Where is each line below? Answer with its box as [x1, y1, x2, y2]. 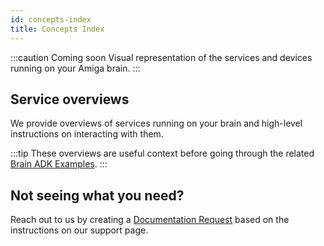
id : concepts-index [10, 14, 92, 25]
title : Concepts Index [10, 24, 105, 34]
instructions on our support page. [10, 224, 149, 236]
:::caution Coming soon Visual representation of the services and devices [10, 51, 313, 63]
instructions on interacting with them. [10, 128, 164, 140]
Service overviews [10, 91, 130, 108]
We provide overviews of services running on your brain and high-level [10, 117, 303, 130]
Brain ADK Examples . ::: [10, 158, 108, 170]
